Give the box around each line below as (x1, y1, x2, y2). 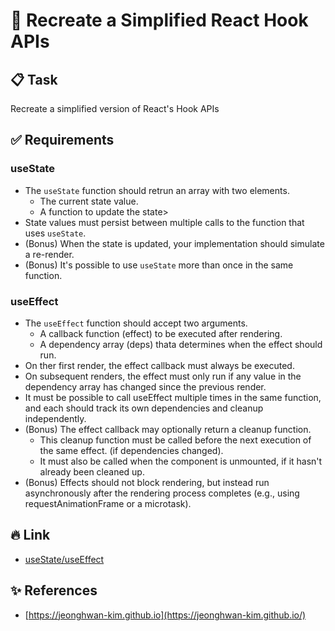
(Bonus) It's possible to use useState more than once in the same (24, 259, 294, 271)
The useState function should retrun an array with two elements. (24, 184, 290, 196)
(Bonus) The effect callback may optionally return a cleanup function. (24, 423, 312, 435)
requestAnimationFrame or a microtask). (24, 497, 192, 509)
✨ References (10, 582, 98, 599)
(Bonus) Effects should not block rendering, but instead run (24, 476, 270, 488)
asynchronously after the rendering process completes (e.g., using (24, 487, 300, 499)
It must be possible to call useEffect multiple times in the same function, (24, 391, 322, 403)
